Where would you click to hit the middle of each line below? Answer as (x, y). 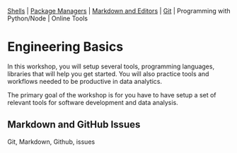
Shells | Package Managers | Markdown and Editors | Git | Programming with (119, 11)
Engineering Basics (65, 47)
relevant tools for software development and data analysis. (93, 102)
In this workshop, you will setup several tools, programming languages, (111, 66)
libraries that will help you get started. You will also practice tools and (108, 73)
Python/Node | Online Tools (48, 18)
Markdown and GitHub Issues (74, 124)
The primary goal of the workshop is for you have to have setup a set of (112, 94)
